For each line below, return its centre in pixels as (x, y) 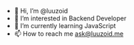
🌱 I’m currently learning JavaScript (65, 26)
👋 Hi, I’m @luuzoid (41, 11)
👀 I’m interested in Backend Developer (70, 18)
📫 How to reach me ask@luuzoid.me (69, 34)
